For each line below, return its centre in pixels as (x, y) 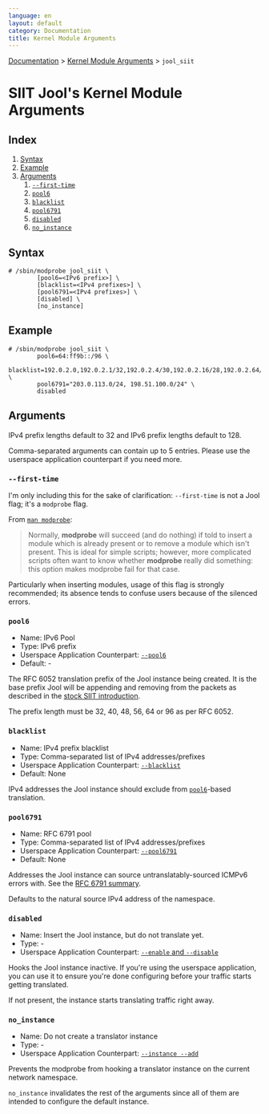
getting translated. (38, 985)
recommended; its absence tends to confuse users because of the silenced (133, 593)
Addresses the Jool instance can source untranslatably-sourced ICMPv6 (128, 874)
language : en (30, 16)
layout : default (35, 23)
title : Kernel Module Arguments (62, 38)
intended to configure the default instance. (79, 1102)
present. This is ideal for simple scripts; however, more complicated (139, 552)
